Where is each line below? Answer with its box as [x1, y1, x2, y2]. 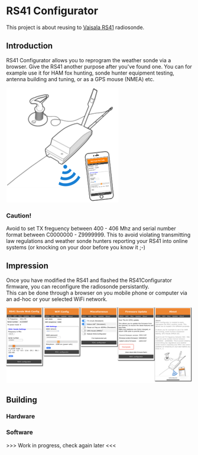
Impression [6, 261, 49, 271]
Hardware [6, 412, 35, 421]
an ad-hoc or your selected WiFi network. [6, 295, 108, 303]
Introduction [6, 41, 53, 51]
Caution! [6, 212, 31, 220]
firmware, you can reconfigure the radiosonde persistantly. [6, 283, 150, 290]
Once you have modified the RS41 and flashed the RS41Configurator [6, 277, 173, 284]
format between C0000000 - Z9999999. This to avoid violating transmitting [6, 231, 191, 238]
